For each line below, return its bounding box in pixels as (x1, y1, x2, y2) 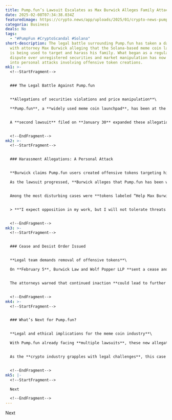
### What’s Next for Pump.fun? (10, 318, 77, 323)
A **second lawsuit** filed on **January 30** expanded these (10, 120, 145, 125)
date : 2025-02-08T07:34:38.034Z (5, 12, 74, 17)
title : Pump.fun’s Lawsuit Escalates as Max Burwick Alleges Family (5, 7, 155, 13)
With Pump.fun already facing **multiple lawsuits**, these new (10, 341, 150, 346)
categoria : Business (5, 21, 50, 27)
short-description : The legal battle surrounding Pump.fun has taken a (5, 41, 161, 46)
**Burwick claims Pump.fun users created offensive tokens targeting (10, 170, 161, 175)
